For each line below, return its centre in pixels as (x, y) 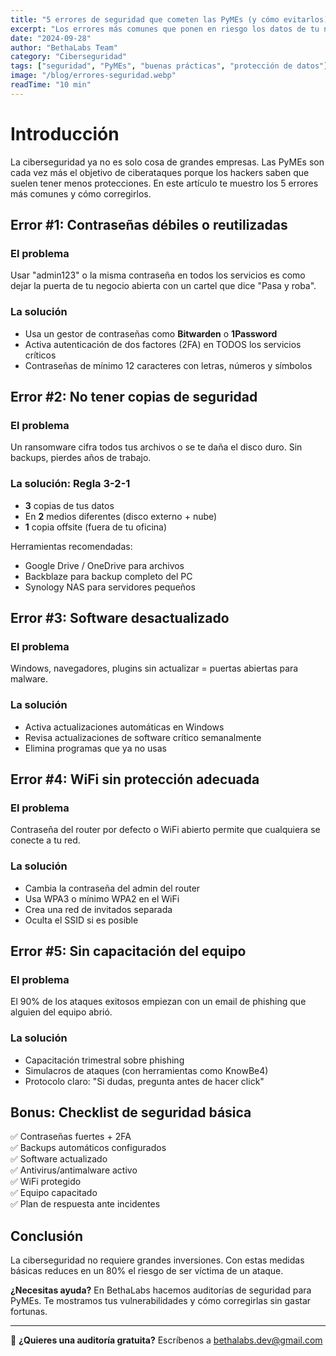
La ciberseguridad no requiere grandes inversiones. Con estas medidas (157, 1260)
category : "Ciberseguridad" (69, 57)
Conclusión (47, 1236)
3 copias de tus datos (69, 505)
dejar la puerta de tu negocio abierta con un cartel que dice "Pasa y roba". (163, 286)
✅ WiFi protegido (46, 1182)
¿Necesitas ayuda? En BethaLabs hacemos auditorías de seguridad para (161, 1290)
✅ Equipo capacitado (54, 1193)
